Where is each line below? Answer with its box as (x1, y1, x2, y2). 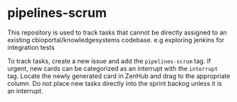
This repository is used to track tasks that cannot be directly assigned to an (7, 28, 228, 37)
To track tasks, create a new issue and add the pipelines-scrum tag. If (7, 56, 212, 65)
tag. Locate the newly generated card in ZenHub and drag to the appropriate (7, 72, 231, 80)
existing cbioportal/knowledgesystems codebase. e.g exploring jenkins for (7, 35, 225, 44)
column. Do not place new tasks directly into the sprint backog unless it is (7, 79, 222, 87)
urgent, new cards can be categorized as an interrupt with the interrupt (7, 64, 218, 72)
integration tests (7, 43, 55, 51)
